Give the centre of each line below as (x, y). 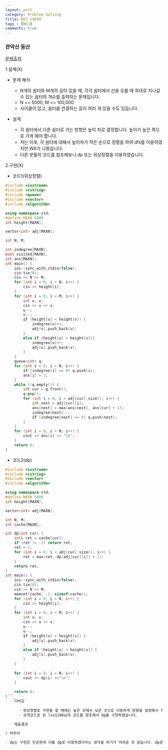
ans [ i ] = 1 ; (36, 375)
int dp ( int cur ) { (24, 534)
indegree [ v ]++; (48, 343)
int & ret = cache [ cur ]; (39, 538)
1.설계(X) (14, 69)
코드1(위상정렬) (27, 176)
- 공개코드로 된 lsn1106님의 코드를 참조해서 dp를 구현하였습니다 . (78, 715)
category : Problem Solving (33, 15)
